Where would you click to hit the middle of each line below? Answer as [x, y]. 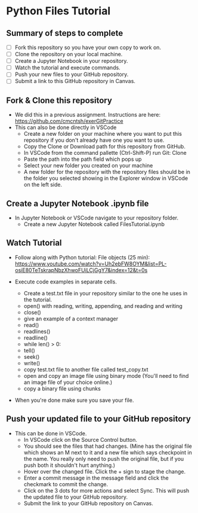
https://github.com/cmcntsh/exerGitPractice [69, 121]
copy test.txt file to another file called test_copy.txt [86, 370]
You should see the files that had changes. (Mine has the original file [108, 446]
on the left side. [43, 185]
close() [33, 312]
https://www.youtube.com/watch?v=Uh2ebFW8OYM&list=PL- [91, 264]
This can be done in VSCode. [51, 433]
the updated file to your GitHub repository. [76, 497]
